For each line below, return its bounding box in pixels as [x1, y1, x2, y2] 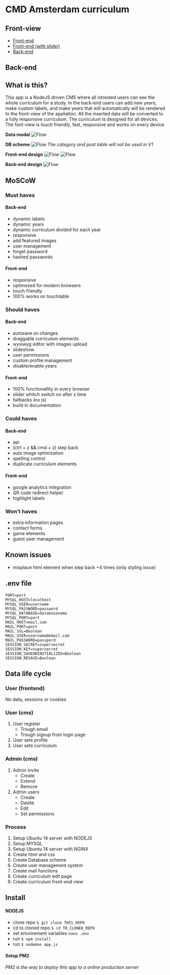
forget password [12, 248, 47, 254]
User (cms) [5, 709, 34, 716]
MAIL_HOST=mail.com [5, 619, 47, 625]
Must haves [5, 191, 35, 198]
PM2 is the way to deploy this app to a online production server [5, 964, 139, 970]
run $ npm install [12, 936, 51, 942]
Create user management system [12, 862, 83, 868]
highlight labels [12, 495, 45, 501]
